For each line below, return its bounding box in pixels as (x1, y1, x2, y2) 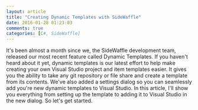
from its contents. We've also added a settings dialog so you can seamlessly (6, 78, 192, 86)
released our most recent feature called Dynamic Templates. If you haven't (6, 53, 188, 60)
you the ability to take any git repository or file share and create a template (6, 72, 188, 79)
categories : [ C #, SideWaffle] (6, 31, 81, 37)
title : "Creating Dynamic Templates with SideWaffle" (6, 14, 142, 20)
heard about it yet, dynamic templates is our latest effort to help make (6, 60, 176, 67)
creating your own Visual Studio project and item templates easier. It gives (6, 66, 187, 73)
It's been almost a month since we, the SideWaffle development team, (6, 47, 176, 54)
